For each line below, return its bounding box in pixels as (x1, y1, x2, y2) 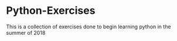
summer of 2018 (6, 29, 46, 36)
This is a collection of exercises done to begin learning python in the (6, 23, 171, 30)
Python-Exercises (6, 4, 96, 17)
